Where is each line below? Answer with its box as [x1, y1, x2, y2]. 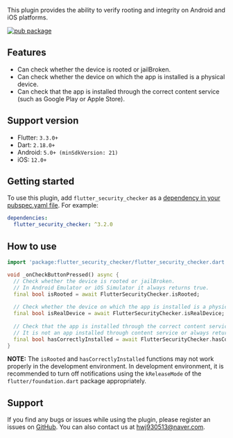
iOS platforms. [7, 13, 49, 22]
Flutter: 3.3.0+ [17, 133, 59, 142]
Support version [7, 115, 79, 127]
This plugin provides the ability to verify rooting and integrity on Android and [7, 6, 225, 14]
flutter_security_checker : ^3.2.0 [13, 221, 113, 228]
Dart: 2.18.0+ [17, 140, 55, 149]
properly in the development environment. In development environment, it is [7, 362, 224, 371]
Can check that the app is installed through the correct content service [17, 87, 220, 96]
